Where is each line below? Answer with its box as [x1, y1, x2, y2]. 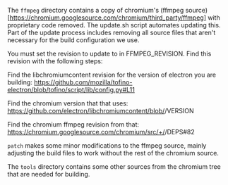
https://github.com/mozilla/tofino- [34, 78, 133, 87]
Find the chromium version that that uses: [7, 99, 128, 108]
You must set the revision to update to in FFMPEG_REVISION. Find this [7, 49, 212, 58]
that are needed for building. [7, 170, 90, 178]
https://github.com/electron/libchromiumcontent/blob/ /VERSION [7, 107, 194, 115]
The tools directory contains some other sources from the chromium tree [7, 162, 221, 171]
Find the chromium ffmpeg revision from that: [7, 120, 140, 129]
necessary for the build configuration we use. [7, 36, 140, 44]
